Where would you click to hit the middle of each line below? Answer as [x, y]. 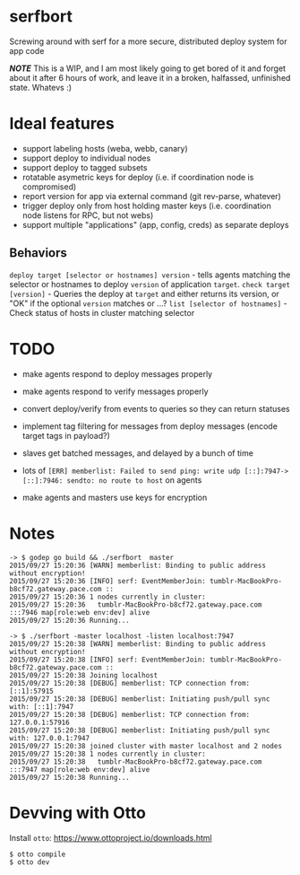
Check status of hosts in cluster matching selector [102, 312]
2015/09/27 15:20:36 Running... [69, 620]
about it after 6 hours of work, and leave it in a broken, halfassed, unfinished [150, 77]
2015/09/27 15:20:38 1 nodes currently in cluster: [107, 754]
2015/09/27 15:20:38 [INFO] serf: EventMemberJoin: [107, 660]
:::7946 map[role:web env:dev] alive [80, 612]
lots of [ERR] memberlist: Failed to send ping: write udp [131, 470]
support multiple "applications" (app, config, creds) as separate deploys [155, 224]
